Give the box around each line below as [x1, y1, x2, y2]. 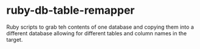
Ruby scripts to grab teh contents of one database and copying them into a [6, 23, 195, 30]
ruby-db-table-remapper [6, 4, 135, 17]
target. [6, 36, 23, 43]
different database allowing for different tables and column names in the [6, 29, 187, 36]
